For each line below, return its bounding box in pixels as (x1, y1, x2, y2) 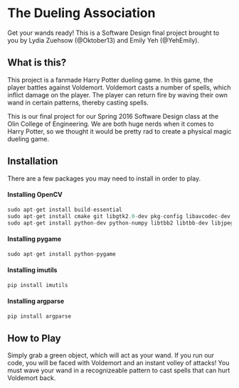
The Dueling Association (7, 5, 156, 21)
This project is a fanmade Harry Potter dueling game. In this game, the (7, 75, 213, 84)
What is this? (7, 57, 67, 69)
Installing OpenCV (7, 190, 63, 199)
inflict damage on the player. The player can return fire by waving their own (7, 90, 228, 99)
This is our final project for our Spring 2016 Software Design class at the (7, 112, 219, 120)
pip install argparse (7, 313, 72, 320)
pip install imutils (7, 281, 69, 289)
